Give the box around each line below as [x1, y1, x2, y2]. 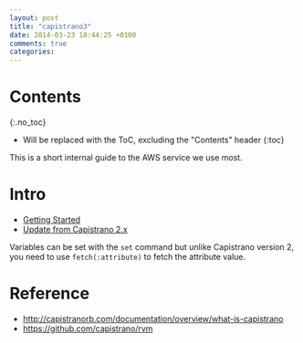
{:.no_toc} [9, 117, 47, 128]
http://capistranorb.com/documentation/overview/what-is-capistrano [22, 313, 284, 324]
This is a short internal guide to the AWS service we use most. [9, 152, 244, 163]
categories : [9, 47, 55, 57]
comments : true [9, 38, 68, 48]
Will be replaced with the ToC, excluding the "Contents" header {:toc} [22, 134, 285, 146]
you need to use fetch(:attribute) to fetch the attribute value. [9, 252, 246, 262]
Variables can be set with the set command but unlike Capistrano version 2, [9, 242, 295, 252]
